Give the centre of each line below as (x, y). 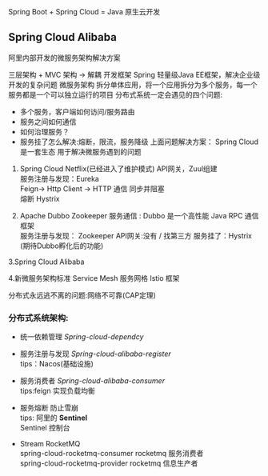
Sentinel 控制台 (45, 428)
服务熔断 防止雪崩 (49, 408)
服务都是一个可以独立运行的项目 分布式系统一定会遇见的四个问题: (115, 94)
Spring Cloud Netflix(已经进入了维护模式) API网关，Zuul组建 (118, 168)
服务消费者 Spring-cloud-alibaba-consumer (92, 381)
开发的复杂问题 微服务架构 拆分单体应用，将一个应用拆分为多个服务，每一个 (133, 84)
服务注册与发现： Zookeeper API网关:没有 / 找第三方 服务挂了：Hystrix (136, 235)
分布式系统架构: (38, 318)
